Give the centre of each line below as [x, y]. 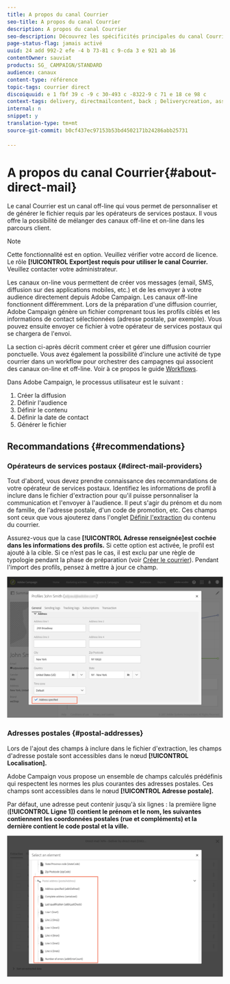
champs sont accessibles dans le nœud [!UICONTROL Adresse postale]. [111, 791]
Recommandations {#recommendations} [96, 446]
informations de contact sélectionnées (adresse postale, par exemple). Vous [115, 319]
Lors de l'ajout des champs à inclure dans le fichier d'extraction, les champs [115, 748]
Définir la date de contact [53, 417]
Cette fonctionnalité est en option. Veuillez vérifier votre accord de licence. [113, 255]
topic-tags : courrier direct [49, 87]
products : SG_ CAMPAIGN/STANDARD [55, 65]
